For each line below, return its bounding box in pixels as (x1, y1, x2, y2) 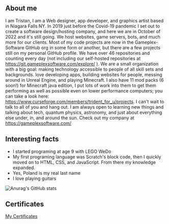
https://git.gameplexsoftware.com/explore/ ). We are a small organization (5, 60, 159, 67)
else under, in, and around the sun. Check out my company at (5, 114, 135, 121)
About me (5, 4, 37, 13)
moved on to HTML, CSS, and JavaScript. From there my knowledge (12, 159, 156, 165)
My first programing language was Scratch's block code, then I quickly (12, 153, 161, 159)
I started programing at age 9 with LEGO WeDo (12, 148, 111, 154)
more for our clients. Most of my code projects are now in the (5, 39, 134, 45)
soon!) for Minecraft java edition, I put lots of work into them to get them (5, 82, 156, 88)
